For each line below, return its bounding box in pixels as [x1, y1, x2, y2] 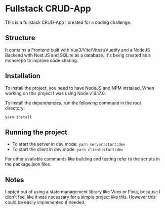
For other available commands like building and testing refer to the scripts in [5, 156, 160, 162]
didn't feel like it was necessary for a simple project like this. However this [5, 194, 156, 200]
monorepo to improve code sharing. [5, 57, 78, 63]
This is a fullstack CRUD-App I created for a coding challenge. [5, 19, 132, 25]
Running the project [5, 128, 68, 136]
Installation [5, 72, 41, 80]
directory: [5, 105, 25, 111]
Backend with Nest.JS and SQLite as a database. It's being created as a [5, 52, 151, 58]
